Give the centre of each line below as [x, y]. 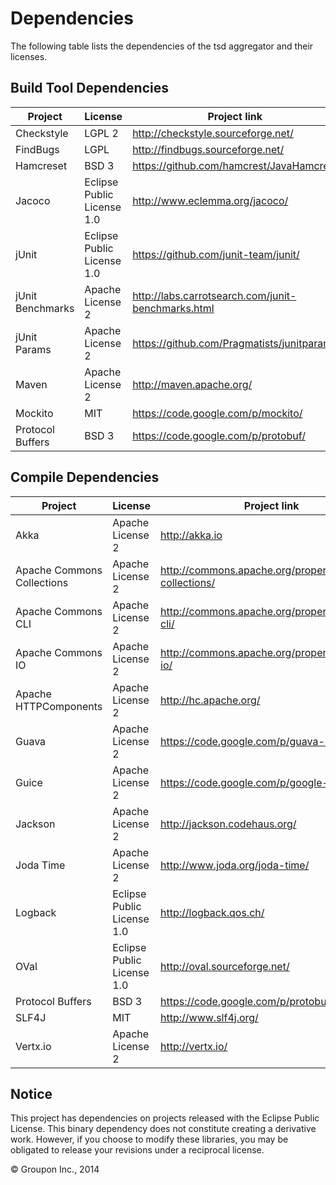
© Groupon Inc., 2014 [55, 1169]
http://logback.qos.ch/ [212, 912]
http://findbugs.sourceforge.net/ [208, 149]
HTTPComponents [59, 706]
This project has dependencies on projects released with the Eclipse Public [165, 1118]
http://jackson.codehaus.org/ [228, 824]
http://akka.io [191, 535]
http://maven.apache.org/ [192, 384]
